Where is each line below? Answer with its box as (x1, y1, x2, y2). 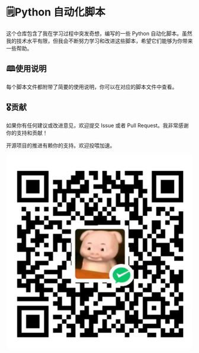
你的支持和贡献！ (6, 129, 48, 136)
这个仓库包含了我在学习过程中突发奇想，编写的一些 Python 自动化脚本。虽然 (6, 30, 192, 37)
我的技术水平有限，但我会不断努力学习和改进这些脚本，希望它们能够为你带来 (6, 37, 193, 44)
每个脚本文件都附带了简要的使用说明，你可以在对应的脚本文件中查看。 (6, 83, 178, 90)
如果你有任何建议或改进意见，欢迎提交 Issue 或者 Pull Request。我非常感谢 (6, 122, 189, 129)
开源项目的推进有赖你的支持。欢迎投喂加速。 (6, 142, 115, 149)
